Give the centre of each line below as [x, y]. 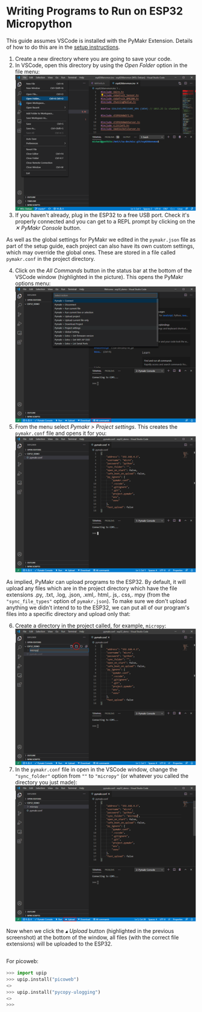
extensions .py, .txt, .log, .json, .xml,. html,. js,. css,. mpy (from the [88, 595]
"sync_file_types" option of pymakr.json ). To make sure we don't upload [96, 601]
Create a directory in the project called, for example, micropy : [90, 626]
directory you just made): [46, 782]
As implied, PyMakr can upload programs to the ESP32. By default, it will [96, 582]
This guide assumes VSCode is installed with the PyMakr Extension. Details [99, 40]
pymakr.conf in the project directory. [51, 259]
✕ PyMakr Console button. [48, 228]
